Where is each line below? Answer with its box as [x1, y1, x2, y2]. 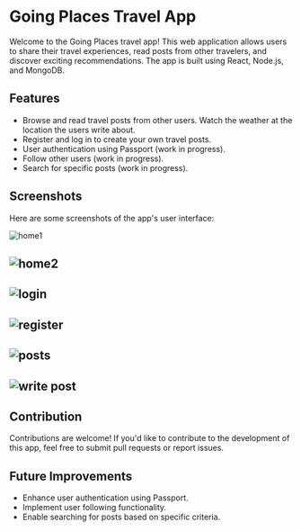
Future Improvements [9, 468, 133, 483]
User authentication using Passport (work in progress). [22, 143, 226, 154]
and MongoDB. [9, 65, 66, 76]
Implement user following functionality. [22, 502, 167, 513]
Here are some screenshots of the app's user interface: [9, 212, 215, 223]
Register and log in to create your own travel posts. [22, 133, 212, 145]
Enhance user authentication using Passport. [22, 492, 189, 503]
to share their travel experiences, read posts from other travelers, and [9, 45, 268, 56]
